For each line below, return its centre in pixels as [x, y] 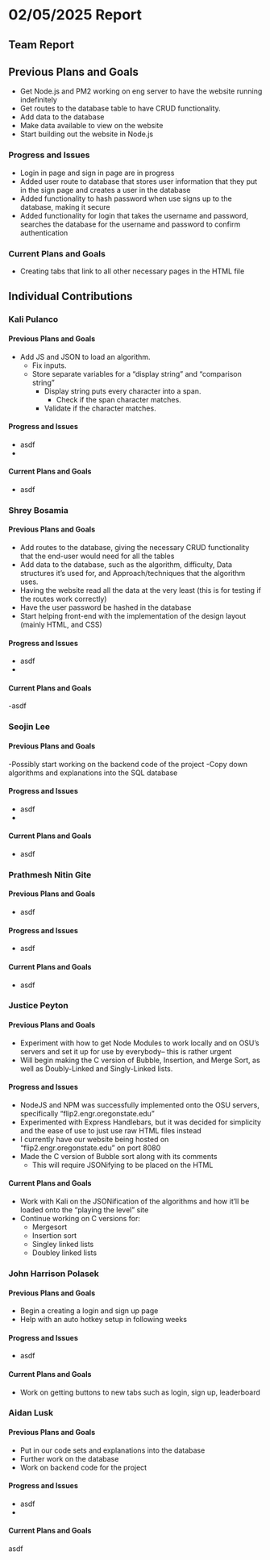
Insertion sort [54, 1236]
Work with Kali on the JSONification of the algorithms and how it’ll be [135, 1201]
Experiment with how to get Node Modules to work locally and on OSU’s [139, 1043]
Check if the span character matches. [118, 399]
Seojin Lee [29, 727]
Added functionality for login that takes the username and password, [134, 215]
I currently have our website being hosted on [94, 1139]
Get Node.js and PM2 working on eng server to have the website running [141, 91]
